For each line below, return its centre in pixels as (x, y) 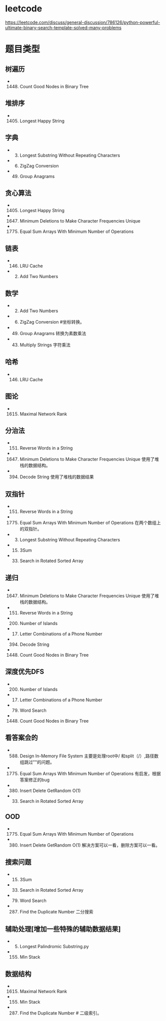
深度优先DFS (25, 672)
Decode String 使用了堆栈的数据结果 (57, 477)
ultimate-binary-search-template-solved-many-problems (63, 27)
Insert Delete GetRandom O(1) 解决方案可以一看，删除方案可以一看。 (90, 845)
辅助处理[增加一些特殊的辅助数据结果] (63, 929)
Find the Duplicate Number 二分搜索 (56, 912)
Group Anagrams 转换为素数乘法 (53, 333)
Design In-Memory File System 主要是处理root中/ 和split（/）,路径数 (89, 756)
